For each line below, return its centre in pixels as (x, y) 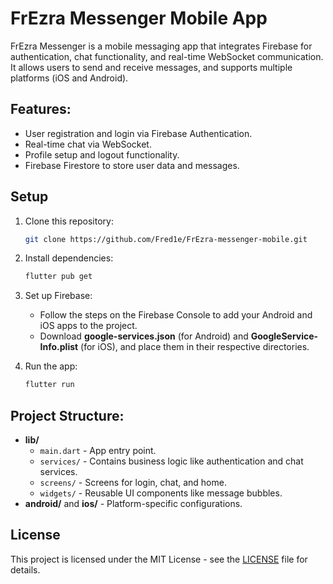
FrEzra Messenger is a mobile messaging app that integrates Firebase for (161, 46)
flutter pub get (58, 277)
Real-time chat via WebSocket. (88, 144)
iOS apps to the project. (88, 326)
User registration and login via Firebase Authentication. (138, 133)
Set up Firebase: (58, 296)
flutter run (49, 385)
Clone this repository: (69, 221)
